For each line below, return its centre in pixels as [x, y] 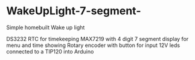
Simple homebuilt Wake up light [46, 27]
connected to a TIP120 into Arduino [50, 51]
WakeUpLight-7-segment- [74, 11]
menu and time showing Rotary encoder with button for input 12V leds [93, 45]
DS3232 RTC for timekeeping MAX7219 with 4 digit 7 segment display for [97, 39]
